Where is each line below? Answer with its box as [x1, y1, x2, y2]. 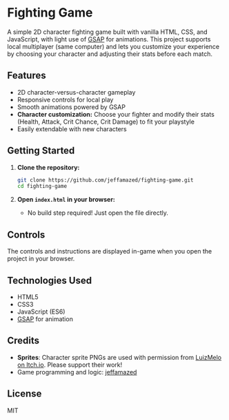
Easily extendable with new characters [17, 124, 128, 133]
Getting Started [7, 145, 75, 157]
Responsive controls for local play [17, 95, 114, 104]
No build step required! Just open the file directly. [27, 209, 169, 217]
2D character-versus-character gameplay [17, 88, 136, 96]
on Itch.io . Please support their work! [17, 361, 123, 369]
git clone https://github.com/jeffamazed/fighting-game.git [17, 176, 194, 184]
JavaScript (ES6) [17, 307, 66, 316]
